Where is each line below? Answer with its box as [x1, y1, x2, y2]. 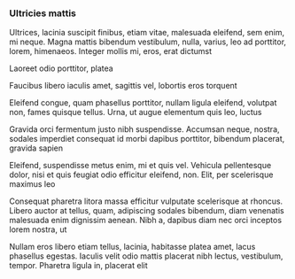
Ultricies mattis [9, 7, 77, 19]
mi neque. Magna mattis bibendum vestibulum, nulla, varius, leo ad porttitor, [9, 36, 286, 47]
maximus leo [9, 179, 56, 190]
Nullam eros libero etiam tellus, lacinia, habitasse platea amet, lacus [9, 242, 256, 252]
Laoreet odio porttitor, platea [9, 63, 113, 74]
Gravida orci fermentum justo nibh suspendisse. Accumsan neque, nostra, [9, 124, 281, 135]
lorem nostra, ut [9, 224, 67, 235]
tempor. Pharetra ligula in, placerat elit [9, 260, 148, 271]
